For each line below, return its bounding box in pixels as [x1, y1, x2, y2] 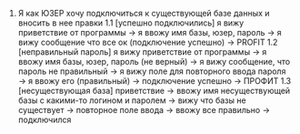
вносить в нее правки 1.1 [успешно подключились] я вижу [17, 17, 245, 28]
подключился [17, 114, 72, 125]
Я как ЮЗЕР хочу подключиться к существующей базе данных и [17, 8, 270, 18]
